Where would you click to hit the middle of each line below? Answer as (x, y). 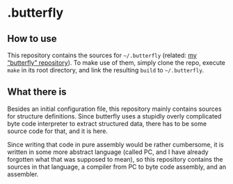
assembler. (23, 174)
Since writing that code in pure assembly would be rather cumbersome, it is (115, 144)
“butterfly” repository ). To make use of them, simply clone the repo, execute (116, 63)
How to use (32, 39)
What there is (37, 92)
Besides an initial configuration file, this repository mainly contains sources (114, 109)
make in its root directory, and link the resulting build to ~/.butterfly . (106, 70)
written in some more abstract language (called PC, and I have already (108, 152)
